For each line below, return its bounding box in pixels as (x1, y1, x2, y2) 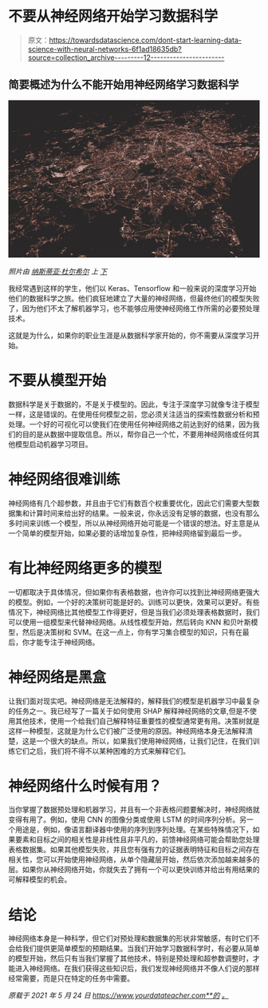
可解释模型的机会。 (8, 875, 72, 884)
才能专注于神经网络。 (29, 637, 100, 647)
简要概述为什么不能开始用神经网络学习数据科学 (8, 78, 239, 92)
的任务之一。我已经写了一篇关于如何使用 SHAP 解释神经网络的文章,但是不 (8, 706, 250, 715)
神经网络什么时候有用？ (8, 777, 163, 795)
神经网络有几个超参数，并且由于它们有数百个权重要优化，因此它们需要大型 (8, 498, 253, 508)
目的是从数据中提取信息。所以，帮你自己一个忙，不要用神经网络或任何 (22, 429, 253, 439)
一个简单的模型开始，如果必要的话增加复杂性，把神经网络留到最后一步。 (8, 528, 246, 538)
